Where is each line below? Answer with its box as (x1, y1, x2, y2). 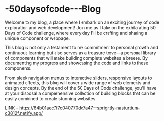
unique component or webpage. (5, 35, 70, 41)
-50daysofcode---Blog (5, 3, 101, 15)
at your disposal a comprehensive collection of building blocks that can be (5, 90, 156, 96)
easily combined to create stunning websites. (5, 95, 97, 101)
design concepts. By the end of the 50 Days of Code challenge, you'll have (5, 85, 157, 91)
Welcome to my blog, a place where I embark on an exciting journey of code (5, 20, 160, 25)
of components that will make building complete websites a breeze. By (5, 55, 148, 60)
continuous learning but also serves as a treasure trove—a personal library (5, 50, 156, 56)
